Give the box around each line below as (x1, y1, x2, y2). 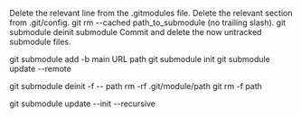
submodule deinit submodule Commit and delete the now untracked (9, 27, 262, 37)
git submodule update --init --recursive (9, 98, 156, 109)
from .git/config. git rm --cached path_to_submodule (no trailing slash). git (9, 17, 287, 28)
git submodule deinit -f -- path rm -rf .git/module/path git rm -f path (9, 81, 262, 91)
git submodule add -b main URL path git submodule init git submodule (9, 54, 271, 64)
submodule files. (9, 36, 71, 47)
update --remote (9, 63, 72, 74)
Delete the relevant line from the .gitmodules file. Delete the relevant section (9, 8, 293, 18)
